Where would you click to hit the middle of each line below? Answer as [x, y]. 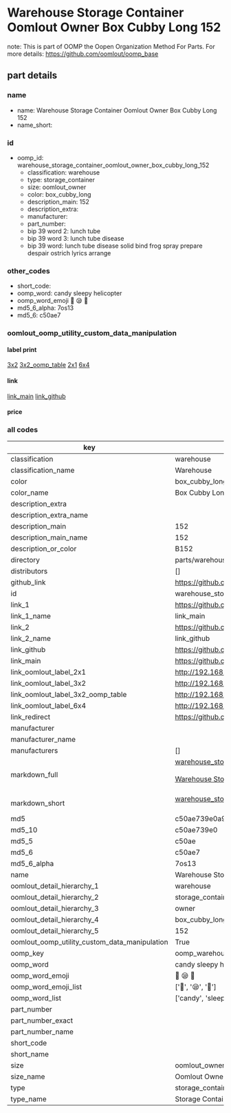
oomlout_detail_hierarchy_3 [55, 909]
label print [22, 349]
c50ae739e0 [196, 830]
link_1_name [31, 616]
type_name [29, 1099]
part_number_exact [42, 1021]
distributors [29, 571]
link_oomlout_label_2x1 [48, 672]
